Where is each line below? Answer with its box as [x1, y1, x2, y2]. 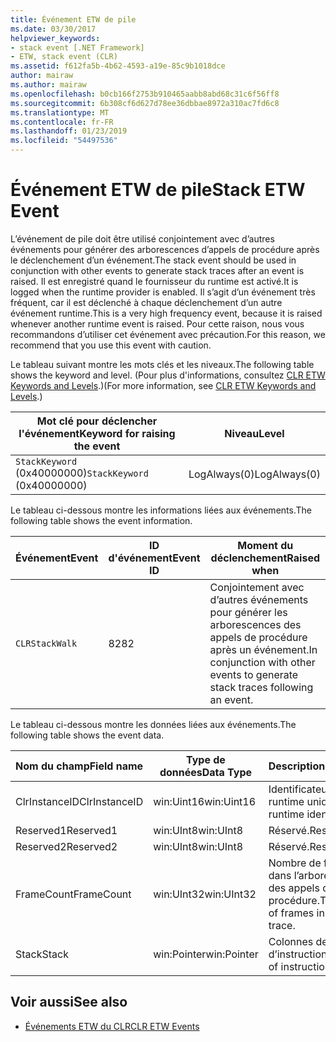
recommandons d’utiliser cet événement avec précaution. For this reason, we [10, 328, 326, 340]
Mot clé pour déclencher [36, 414, 158, 428]
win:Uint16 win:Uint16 [153, 794, 257, 808]
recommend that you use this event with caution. [10, 339, 212, 351]
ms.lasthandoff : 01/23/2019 [10, 126, 128, 136]
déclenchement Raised [210, 551, 320, 565]
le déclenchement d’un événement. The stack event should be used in [10, 254, 297, 266]
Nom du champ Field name [15, 759, 144, 773]
